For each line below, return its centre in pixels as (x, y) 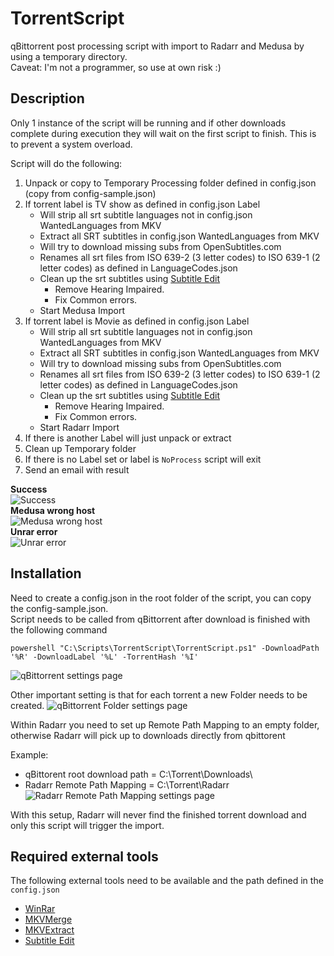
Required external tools (84, 856)
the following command (59, 629)
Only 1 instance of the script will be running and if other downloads (148, 123)
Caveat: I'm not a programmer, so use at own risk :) (116, 67)
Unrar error (34, 531)
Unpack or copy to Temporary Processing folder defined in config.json (170, 183)
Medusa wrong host (53, 510)
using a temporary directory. (69, 56)
